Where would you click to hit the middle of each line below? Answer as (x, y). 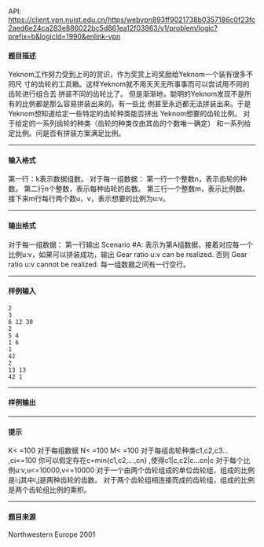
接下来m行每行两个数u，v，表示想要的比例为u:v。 (89, 199)
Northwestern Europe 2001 (52, 534)
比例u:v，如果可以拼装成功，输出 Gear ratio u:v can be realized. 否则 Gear (128, 254)
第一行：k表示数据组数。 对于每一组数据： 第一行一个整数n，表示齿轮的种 (128, 179)
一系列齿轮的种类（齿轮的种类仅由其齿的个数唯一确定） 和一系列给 (143, 123)
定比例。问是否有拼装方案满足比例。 (67, 134)
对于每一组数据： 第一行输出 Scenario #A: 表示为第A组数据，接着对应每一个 (131, 244)
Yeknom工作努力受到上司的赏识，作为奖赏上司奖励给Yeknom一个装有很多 (127, 75)
